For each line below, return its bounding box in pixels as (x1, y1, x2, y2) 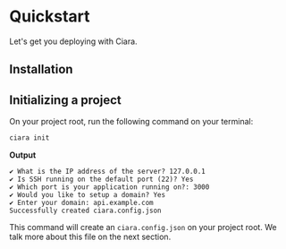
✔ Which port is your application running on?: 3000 (9, 183, 210, 192)
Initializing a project (9, 92, 122, 107)
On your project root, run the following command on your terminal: (9, 116, 254, 127)
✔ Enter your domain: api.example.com (9, 199, 154, 208)
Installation (9, 62, 73, 77)
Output (9, 150, 37, 160)
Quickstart (9, 6, 91, 27)
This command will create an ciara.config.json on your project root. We (9, 222, 277, 233)
